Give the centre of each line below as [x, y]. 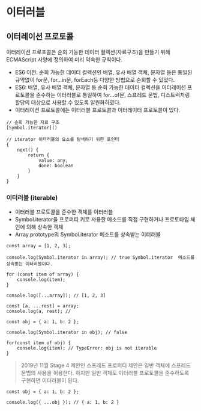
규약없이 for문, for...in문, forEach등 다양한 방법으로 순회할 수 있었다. [95, 80]
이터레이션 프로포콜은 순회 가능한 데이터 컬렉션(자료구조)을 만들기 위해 [88, 52]
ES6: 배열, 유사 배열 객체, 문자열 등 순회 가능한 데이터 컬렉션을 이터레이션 [100, 87]
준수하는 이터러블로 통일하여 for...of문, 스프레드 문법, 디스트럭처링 [113, 95]
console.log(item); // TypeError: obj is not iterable [87, 348]
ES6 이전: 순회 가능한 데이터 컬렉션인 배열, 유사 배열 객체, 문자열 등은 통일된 [103, 72]
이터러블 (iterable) [32, 197]
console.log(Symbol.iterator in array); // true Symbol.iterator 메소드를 [100, 258]
